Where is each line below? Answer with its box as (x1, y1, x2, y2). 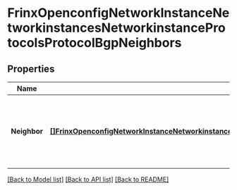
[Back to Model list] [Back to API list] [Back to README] (7, 175, 169, 184)
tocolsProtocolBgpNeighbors (7, 35, 182, 51)
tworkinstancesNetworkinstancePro (7, 20, 226, 36)
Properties (7, 63, 55, 75)
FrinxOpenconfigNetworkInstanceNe (7, 5, 230, 21)
